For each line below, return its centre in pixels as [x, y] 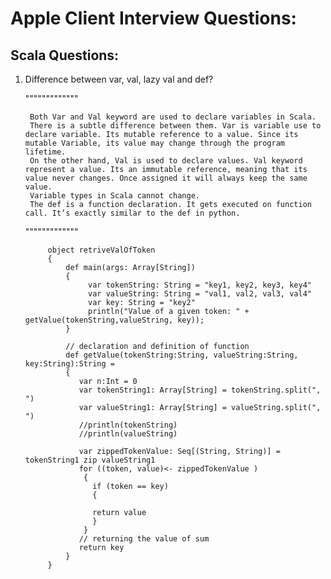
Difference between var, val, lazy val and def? [119, 79]
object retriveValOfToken [101, 250]
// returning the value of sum [144, 539]
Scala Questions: [65, 55]
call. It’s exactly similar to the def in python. [132, 213]
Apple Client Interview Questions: [153, 18]
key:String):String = [69, 364]
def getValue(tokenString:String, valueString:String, [182, 355]
